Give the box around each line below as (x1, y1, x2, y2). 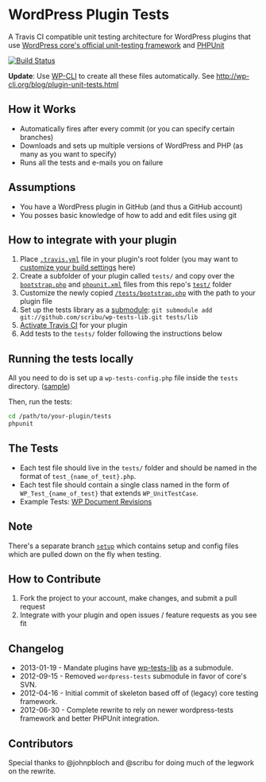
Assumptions (8, 181, 76, 194)
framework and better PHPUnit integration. (19, 714, 160, 723)
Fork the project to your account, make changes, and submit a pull (19, 593, 237, 603)
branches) (19, 132, 54, 142)
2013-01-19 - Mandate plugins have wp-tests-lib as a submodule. (19, 663, 234, 673)
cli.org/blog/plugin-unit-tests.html (8, 80, 119, 89)
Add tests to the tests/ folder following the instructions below (19, 329, 222, 339)
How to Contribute (8, 572, 102, 586)
